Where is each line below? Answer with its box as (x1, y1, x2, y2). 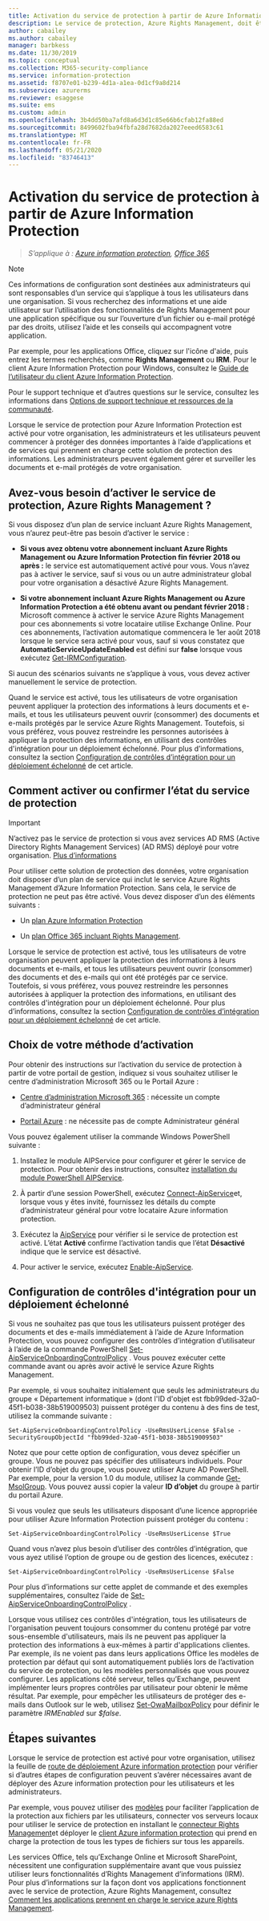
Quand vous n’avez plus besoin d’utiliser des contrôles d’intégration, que (8, 1544, 248, 1554)
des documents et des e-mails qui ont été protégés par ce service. (8, 972, 228, 982)
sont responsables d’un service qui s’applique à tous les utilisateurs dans (8, 288, 249, 298)
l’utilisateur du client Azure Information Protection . (8, 372, 174, 382)
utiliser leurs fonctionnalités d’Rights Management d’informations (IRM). (8, 1870, 245, 1879)
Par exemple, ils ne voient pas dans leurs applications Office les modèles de (8, 1649, 259, 1659)
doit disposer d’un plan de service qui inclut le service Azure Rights (8, 874, 231, 884)
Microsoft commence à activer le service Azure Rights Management (19, 610, 244, 620)
